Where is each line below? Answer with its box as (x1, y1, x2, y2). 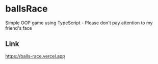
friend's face (5, 25, 32, 31)
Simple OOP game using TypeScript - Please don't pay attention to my (5, 20, 153, 26)
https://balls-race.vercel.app (5, 53, 65, 59)
